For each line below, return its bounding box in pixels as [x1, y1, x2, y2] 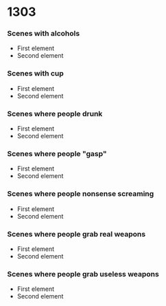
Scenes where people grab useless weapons [7, 269, 159, 278]
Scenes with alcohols [7, 29, 80, 39]
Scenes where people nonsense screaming [7, 189, 154, 199]
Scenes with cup [7, 69, 64, 78]
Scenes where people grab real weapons [7, 229, 146, 239]
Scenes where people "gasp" [7, 149, 107, 158]
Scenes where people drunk [7, 109, 103, 118]
